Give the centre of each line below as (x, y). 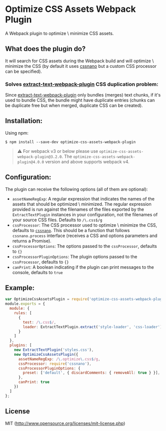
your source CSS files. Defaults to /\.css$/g (57, 220)
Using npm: (17, 133)
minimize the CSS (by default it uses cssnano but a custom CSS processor (81, 66)
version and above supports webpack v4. (87, 161)
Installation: (24, 121)
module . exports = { (25, 304)
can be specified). (23, 71)
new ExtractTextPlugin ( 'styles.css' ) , (54, 350)
